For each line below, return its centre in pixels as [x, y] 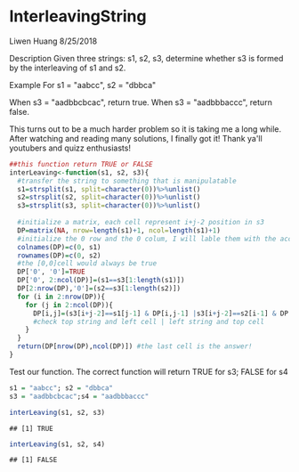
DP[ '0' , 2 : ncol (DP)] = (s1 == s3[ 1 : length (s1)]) [101, 281]
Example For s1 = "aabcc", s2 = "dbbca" [83, 85]
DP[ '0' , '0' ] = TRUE [52, 272]
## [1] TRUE [31, 428]
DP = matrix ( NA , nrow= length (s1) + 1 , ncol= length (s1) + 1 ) [119, 230]
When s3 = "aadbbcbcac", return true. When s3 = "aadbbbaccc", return [141, 102]
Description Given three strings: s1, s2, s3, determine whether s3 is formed [146, 58]
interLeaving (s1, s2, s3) [57, 412]
